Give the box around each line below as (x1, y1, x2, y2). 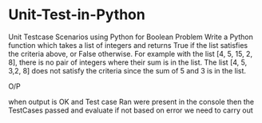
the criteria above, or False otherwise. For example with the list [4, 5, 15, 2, (8, 49, 253, 58)
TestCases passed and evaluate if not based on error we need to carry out (8, 105, 253, 115)
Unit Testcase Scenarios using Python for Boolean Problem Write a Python (8, 32, 253, 42)
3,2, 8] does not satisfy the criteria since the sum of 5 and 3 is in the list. (8, 65, 246, 75)
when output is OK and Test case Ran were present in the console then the (8, 97, 255, 106)
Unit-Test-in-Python (8, 6, 145, 24)
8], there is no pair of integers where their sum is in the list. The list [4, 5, (8, 58, 248, 67)
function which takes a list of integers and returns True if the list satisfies (8, 40, 248, 50)
